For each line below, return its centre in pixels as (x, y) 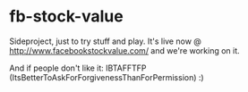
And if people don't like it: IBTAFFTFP (78, 68)
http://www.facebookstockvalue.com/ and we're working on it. (124, 50)
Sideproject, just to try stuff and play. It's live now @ (105, 41)
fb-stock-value (66, 17)
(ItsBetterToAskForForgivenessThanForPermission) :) (107, 77)
